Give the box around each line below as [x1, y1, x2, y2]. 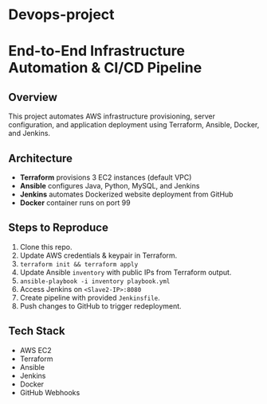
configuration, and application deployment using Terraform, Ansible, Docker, [8, 120, 260, 130]
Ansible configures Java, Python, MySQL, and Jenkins [19, 181, 200, 190]
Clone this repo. [19, 242, 73, 251]
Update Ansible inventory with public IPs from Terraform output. [19, 267, 232, 277]
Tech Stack [8, 324, 65, 338]
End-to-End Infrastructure [8, 42, 186, 60]
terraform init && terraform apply [19, 260, 139, 268]
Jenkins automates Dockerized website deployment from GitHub [19, 189, 234, 199]
